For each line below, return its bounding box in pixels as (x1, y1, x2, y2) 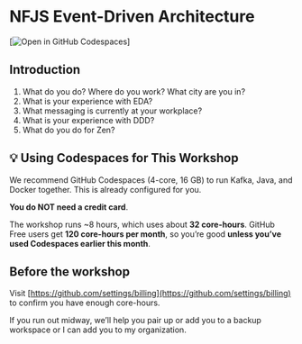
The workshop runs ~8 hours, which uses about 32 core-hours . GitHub (9, 219, 275, 230)
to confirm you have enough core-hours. (9, 297, 160, 308)
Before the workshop (9, 264, 131, 279)
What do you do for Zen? (22, 124, 115, 135)
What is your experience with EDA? (22, 95, 153, 106)
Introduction (9, 62, 81, 77)
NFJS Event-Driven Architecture (9, 6, 255, 27)
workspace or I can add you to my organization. (9, 324, 187, 335)
